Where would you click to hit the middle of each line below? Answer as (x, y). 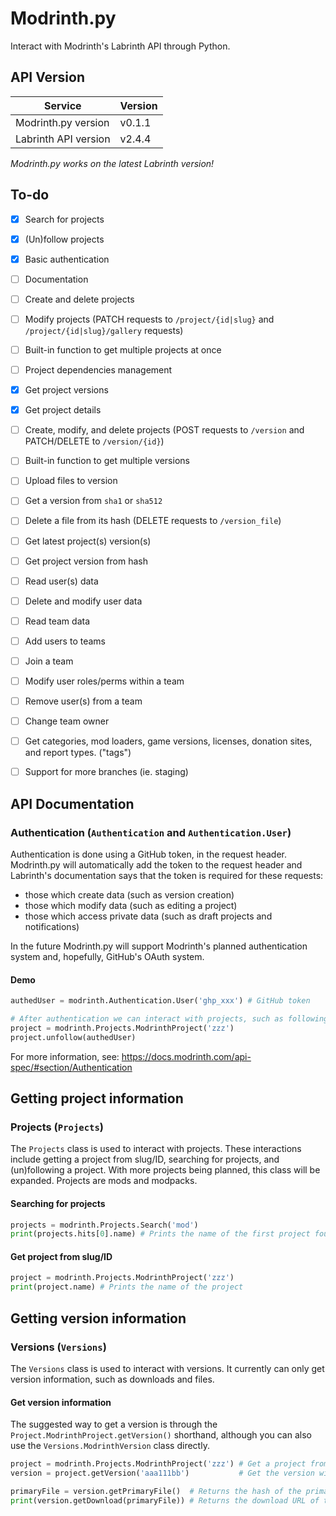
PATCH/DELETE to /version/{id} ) (94, 441)
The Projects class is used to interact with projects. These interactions (156, 1149)
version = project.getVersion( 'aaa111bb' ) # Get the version (162, 1473)
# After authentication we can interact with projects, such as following (169, 1019)
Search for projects (64, 219)
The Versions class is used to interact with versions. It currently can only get (167, 1368)
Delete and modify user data (83, 601)
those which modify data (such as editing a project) (131, 905)
